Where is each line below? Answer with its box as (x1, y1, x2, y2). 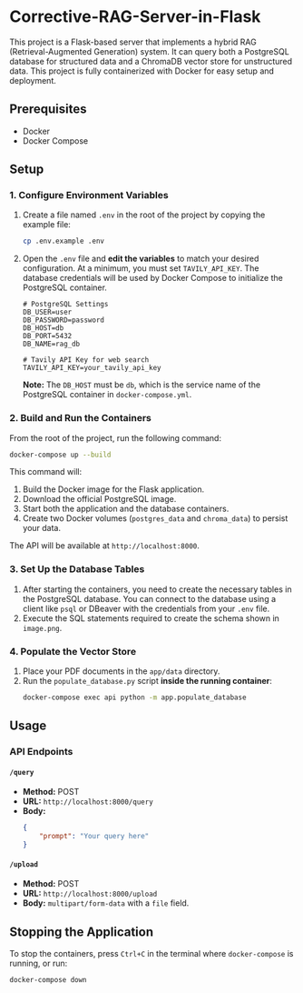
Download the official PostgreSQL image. (22, 494, 177, 505)
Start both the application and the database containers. (22, 503, 230, 515)
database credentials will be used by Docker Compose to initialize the (22, 273, 283, 284)
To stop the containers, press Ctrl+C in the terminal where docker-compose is (9, 948, 294, 959)
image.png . (22, 622, 63, 633)
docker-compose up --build (9, 450, 112, 459)
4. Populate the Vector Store (9, 645, 137, 657)
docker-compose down (9, 976, 88, 985)
